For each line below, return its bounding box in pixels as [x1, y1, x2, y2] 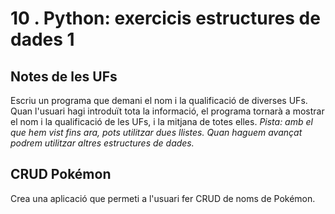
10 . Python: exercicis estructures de [10, 7, 321, 30]
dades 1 [10, 28, 75, 51]
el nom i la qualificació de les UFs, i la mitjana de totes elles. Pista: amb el [10, 116, 313, 127]
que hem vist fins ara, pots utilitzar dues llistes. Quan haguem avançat [10, 127, 303, 138]
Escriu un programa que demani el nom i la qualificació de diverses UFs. [10, 95, 308, 106]
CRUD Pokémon [10, 166, 112, 183]
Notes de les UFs [10, 68, 118, 85]
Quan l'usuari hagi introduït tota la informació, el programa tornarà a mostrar [10, 105, 325, 117]
